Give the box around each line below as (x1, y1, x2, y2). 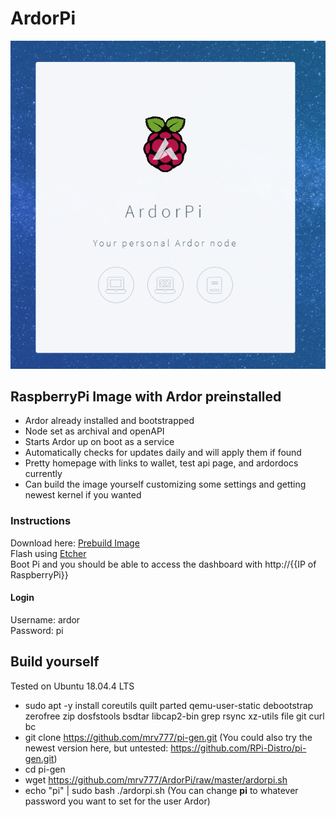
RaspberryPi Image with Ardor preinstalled (10, 388, 282, 405)
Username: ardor (10, 613, 81, 626)
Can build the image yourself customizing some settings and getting (24, 478, 307, 491)
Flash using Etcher (10, 547, 87, 559)
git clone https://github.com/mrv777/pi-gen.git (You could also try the (24, 731, 313, 743)
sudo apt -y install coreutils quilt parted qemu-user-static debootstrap (24, 699, 314, 711)
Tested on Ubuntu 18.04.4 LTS (10, 680, 135, 692)
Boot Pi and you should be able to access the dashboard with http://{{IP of (10, 558, 317, 570)
